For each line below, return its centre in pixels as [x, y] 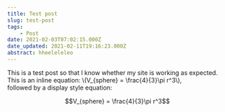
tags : [15, 27]
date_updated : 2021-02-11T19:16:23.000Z [67, 46]
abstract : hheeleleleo [40, 53]
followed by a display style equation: [60, 87]
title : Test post [32, 14]
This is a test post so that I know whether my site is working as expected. [112, 72]
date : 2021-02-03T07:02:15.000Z [54, 40]
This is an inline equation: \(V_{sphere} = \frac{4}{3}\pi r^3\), [95, 80]
